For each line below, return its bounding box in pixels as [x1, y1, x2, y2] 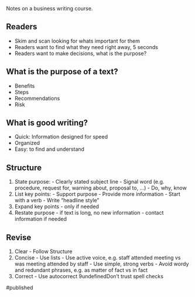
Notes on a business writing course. [6, 5, 93, 12]
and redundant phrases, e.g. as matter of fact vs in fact [14, 267, 148, 274]
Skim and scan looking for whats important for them [14, 37, 141, 44]
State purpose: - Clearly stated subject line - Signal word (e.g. [14, 178, 165, 185]
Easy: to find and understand [14, 146, 85, 153]
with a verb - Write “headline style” [14, 197, 100, 204]
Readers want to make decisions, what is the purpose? [14, 50, 147, 57]
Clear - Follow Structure [14, 248, 73, 255]
